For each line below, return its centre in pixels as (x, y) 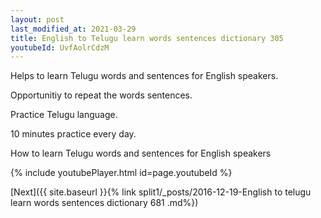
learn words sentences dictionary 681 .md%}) (104, 203)
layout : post (37, 19)
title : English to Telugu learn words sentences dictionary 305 (147, 38)
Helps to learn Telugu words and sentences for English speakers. (144, 76)
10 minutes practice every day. (73, 134)
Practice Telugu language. (64, 115)
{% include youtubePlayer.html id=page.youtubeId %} (121, 173)
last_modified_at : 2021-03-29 (73, 29)
